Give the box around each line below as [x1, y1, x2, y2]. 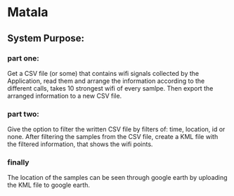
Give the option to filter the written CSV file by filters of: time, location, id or [7, 125, 226, 133]
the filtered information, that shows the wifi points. [7, 140, 153, 148]
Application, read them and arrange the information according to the [7, 77, 205, 85]
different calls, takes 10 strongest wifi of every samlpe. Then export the [7, 84, 214, 92]
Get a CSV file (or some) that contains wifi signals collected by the [7, 69, 199, 77]
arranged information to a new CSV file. [7, 91, 122, 100]
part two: [7, 109, 40, 119]
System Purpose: [7, 32, 85, 44]
